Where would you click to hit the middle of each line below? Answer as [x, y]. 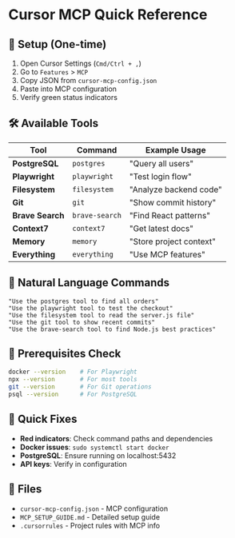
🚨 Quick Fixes [43, 419]
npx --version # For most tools [73, 380]
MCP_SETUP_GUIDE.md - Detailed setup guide [90, 516]
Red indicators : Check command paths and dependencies [116, 438]
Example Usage [175, 149]
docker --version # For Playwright [73, 372]
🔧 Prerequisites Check [65, 354]
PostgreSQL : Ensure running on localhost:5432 [98, 455]
